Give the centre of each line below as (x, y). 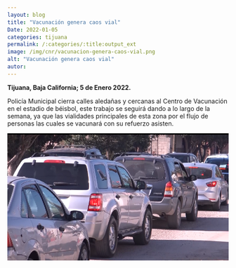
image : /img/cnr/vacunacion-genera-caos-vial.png (81, 52)
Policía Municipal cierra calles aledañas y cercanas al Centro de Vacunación (117, 101)
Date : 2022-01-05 (33, 29)
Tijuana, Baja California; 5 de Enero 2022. (69, 87)
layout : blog (26, 15)
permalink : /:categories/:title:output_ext (72, 45)
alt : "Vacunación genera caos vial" (61, 60)
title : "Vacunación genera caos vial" (64, 22)
